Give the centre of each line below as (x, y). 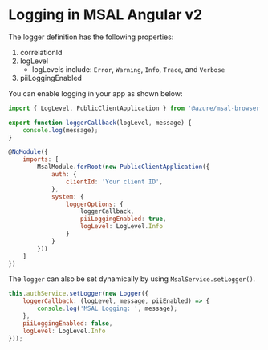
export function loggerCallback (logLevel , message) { (100, 123)
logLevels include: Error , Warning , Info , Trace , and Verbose (128, 69)
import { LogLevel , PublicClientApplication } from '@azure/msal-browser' (136, 108)
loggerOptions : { (95, 204)
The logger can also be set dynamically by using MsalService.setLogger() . (132, 279)
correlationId (41, 52)
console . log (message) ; (61, 130)
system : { (67, 197)
